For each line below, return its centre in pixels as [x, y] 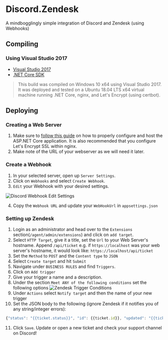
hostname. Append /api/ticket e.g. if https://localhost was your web [86, 245]
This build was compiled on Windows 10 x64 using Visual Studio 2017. [89, 84]
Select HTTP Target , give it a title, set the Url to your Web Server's [81, 240]
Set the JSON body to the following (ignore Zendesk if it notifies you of [86, 303]
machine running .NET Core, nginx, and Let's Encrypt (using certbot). [89, 95]
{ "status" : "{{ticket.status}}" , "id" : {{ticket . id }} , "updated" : [76, 318]
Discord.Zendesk [42, 9]
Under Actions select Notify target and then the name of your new [83, 293]
